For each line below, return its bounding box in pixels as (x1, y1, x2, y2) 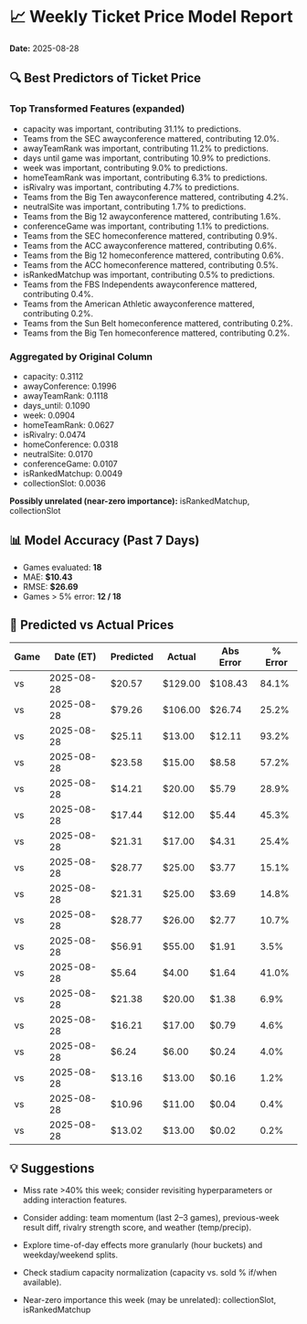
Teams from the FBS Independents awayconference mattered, (22, 279, 258, 290)
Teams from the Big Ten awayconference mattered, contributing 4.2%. (22, 191, 290, 202)
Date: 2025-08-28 (9, 42, 79, 54)
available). (22, 1276, 62, 1288)
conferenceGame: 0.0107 (22, 458, 118, 469)
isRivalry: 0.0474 (22, 429, 87, 440)
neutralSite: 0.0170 (22, 448, 93, 459)
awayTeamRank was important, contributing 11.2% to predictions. (22, 143, 270, 154)
